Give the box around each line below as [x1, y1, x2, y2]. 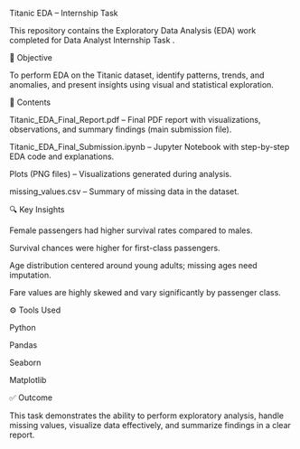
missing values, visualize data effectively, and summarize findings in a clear [9, 420, 292, 430]
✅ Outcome [9, 392, 53, 403]
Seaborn [9, 357, 42, 368]
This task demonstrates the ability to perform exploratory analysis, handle [9, 410, 285, 421]
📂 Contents [9, 97, 52, 108]
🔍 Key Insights [9, 204, 65, 215]
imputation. [9, 270, 52, 280]
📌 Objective [9, 52, 52, 62]
